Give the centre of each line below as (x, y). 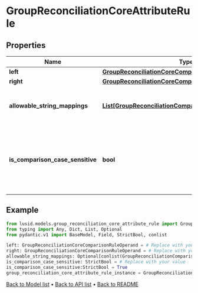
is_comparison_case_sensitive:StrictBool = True (67, 267)
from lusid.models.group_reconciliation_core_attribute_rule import (92, 224)
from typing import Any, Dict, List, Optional (64, 229)
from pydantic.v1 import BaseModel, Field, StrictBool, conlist (87, 235)
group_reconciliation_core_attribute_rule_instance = (74, 273)
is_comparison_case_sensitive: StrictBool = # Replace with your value (96, 262)
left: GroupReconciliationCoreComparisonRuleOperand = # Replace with (95, 245)
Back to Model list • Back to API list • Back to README (72, 284)
